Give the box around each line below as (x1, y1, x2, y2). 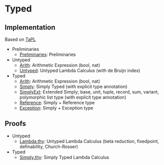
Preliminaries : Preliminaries (19, 51, 76, 57)
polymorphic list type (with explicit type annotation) (19, 94, 127, 100)
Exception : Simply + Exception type (19, 105, 94, 111)
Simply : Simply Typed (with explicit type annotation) (19, 84, 128, 90)
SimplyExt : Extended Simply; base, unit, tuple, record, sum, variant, (19, 89, 159, 95)
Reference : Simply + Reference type (19, 100, 95, 106)
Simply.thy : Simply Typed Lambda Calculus (19, 154, 109, 160)
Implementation (5, 23, 56, 32)
